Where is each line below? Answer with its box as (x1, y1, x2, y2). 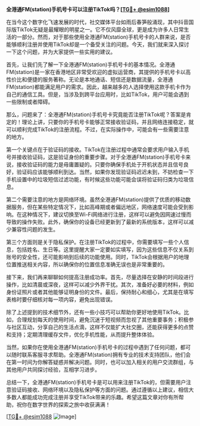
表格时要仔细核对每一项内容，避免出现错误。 (6, 296, 116, 303)
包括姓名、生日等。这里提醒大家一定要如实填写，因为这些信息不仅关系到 (16, 246, 194, 253)
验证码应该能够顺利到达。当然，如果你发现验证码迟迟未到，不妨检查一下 (16, 168, 194, 175)
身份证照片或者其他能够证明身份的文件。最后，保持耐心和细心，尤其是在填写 (6, 289, 194, 295)
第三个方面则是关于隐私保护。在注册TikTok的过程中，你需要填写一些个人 (6, 239, 185, 245)
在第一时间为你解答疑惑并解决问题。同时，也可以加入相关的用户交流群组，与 (6, 359, 194, 366)
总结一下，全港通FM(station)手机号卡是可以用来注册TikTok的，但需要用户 (6, 379, 186, 385)
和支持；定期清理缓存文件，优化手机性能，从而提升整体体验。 (6, 331, 158, 338)
